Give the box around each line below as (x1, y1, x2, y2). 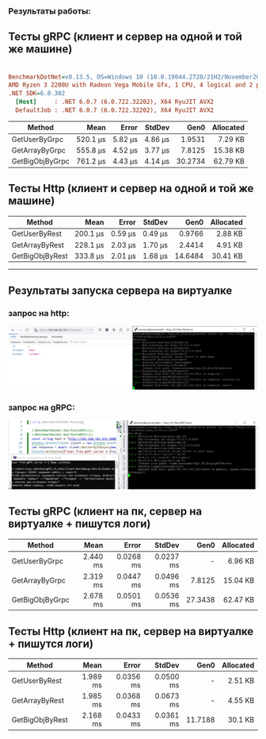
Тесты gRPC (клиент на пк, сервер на (8, 505, 203, 518)
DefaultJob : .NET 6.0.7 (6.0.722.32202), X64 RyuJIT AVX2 (15, 106, 215, 114)
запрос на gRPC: (8, 402, 75, 413)
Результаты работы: (8, 6, 91, 17)
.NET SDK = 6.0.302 (8, 90, 66, 98)
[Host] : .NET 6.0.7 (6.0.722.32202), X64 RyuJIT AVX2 (15, 98, 215, 106)
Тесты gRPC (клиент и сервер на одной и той (8, 30, 243, 44)
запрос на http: (8, 307, 70, 318)
